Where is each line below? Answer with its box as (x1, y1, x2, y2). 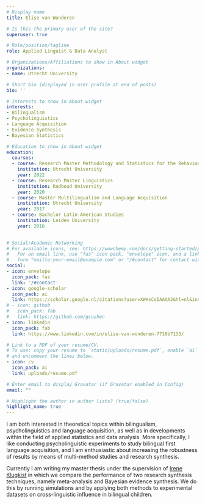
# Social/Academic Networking (6, 240, 84, 246)
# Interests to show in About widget (6, 98, 103, 105)
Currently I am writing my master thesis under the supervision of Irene (6, 465, 183, 472)
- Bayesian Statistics (6, 132, 64, 138)
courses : (12, 155, 34, 161)
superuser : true (6, 31, 48, 37)
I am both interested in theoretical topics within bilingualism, (6, 420, 157, 428)
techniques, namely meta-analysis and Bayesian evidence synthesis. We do (6, 478, 197, 485)
